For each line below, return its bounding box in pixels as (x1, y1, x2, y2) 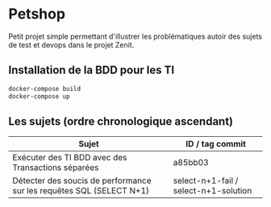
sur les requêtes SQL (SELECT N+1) (12, 185, 149, 197)
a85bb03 (173, 157, 209, 168)
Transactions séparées (12, 162, 99, 173)
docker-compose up (8, 92, 70, 101)
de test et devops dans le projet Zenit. (8, 39, 135, 49)
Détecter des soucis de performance (12, 175, 152, 186)
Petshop (8, 5, 66, 23)
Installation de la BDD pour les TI (8, 64, 175, 77)
